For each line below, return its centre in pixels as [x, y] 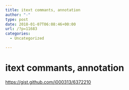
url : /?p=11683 [21, 29]
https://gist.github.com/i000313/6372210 [48, 82]
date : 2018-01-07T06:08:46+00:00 [41, 24]
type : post [17, 19]
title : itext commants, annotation [43, 10]
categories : [18, 34]
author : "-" [18, 15]
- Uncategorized [27, 39]
